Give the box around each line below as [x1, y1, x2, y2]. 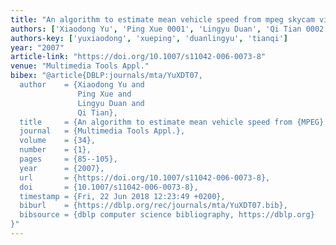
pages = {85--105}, [19, 154, 118, 164]
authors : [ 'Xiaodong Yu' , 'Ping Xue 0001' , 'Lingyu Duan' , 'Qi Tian [10, 24, 302, 34]
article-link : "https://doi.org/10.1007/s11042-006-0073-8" [10, 52, 267, 62]
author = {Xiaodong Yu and [19, 80, 145, 90]
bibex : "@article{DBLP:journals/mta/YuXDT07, [10, 71, 203, 81]
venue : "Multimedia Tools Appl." [10, 61, 150, 71]
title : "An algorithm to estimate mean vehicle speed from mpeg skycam [10, 14, 315, 25]
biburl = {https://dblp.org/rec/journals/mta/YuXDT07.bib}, [19, 201, 288, 211]
